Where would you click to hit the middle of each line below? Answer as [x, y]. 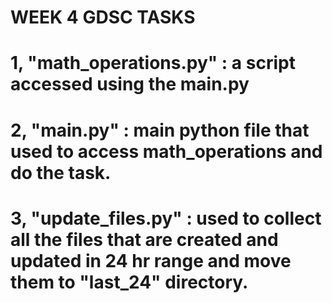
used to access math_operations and [166, 151]
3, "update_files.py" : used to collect [166, 218]
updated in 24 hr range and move [151, 260]
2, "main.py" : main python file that [160, 130]
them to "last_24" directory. [129, 282]
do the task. [61, 172]
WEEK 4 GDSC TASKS [103, 17]
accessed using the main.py [130, 84]
